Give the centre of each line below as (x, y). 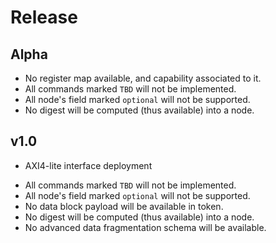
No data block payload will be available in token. (124, 206)
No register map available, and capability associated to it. (143, 78)
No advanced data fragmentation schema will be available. (145, 227)
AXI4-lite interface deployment (88, 165)
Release (44, 17)
